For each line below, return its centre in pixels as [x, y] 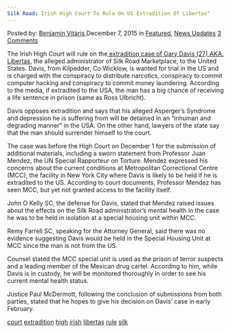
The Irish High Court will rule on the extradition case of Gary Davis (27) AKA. [115, 54]
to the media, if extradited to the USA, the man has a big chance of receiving [115, 90]
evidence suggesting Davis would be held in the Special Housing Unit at [109, 238]
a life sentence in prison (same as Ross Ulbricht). [77, 97]
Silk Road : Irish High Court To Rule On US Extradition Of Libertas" [109, 13]
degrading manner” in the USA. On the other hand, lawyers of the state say [113, 125]
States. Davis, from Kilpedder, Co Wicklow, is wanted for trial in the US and [113, 68]
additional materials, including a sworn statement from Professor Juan [107, 153]
